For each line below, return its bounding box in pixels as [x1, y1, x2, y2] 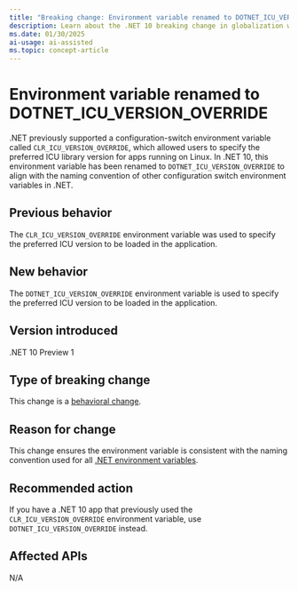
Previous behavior [9, 205, 113, 220]
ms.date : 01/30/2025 [9, 29, 86, 38]
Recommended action [9, 481, 134, 496]
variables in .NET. [9, 180, 74, 191]
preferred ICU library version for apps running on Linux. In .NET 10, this [9, 152, 269, 163]
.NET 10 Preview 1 [9, 347, 74, 357]
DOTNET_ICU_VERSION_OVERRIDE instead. [9, 523, 148, 533]
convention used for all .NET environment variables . [9, 455, 199, 466]
